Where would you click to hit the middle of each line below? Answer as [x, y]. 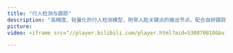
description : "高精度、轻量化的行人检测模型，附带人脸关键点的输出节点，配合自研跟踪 [117, 20]
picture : [20, 26]
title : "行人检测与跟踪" [39, 13]
